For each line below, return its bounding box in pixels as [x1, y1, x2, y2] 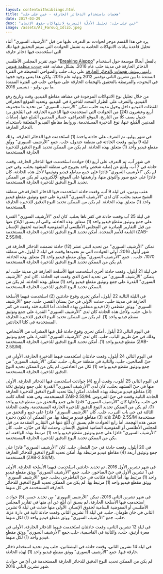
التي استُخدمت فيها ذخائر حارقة [5, 49, 62, 55]
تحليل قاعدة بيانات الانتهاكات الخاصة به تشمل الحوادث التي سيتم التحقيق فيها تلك [5, 44, 151, 49]
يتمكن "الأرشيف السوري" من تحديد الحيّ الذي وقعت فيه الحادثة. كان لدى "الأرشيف [5, 274, 154, 279]
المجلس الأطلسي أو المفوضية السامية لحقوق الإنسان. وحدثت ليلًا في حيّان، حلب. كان [5, 425, 158, 430]
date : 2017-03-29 [5, 16, 41, 21]
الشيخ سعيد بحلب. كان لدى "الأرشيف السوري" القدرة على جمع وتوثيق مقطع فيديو [5, 194, 153, 199]
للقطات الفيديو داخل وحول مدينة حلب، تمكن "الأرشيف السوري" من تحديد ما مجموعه [5, 104, 158, 110]
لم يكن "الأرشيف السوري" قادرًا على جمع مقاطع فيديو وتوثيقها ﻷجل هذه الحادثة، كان [5, 169, 157, 175]
